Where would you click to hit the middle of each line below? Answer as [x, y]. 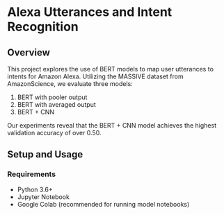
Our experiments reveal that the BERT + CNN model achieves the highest [112, 125]
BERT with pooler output [52, 97]
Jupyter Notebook [43, 197]
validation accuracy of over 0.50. [54, 133]
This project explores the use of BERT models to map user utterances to [111, 69]
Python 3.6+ [35, 189]
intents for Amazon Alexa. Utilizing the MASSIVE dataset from [95, 76]
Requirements [32, 174]
